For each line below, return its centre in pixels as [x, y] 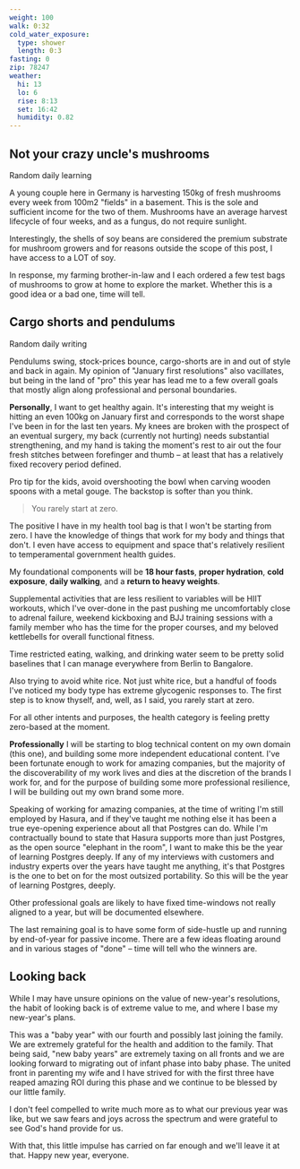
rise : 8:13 [38, 101]
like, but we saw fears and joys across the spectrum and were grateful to [143, 1118]
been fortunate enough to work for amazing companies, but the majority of [147, 763]
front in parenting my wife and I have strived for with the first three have [142, 1072]
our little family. [38, 1092]
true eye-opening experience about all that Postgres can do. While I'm [139, 828]
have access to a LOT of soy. [63, 257]
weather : [26, 76]
